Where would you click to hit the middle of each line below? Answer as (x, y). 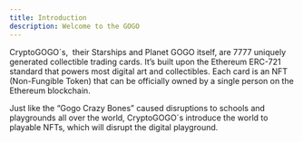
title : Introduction (49, 18)
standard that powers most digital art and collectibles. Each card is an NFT (149, 71)
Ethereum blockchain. (50, 90)
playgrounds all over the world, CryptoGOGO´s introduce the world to (139, 118)
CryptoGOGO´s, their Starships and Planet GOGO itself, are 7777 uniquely (148, 52)
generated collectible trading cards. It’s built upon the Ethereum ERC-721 (145, 62)
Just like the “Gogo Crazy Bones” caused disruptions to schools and (137, 108)
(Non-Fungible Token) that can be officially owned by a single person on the (152, 80)
